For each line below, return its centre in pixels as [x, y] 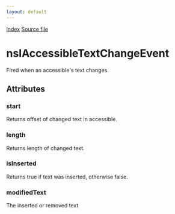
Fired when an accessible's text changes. [58, 70]
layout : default [26, 12]
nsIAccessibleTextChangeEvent [88, 53]
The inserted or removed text [42, 206]
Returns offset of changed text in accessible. [62, 119]
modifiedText [26, 192]
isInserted [22, 163]
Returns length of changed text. [46, 148]
